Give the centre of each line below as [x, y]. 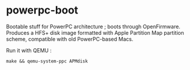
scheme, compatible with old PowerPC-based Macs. [70, 39]
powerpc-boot [42, 10]
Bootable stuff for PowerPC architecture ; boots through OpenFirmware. [93, 26]
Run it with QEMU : [29, 50]
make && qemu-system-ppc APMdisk [47, 61]
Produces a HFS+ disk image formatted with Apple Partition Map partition [95, 32]
